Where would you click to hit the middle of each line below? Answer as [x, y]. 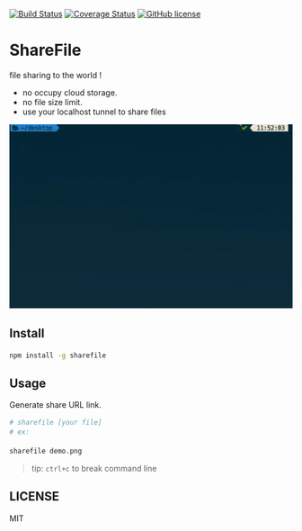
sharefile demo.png [46, 451]
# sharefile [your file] [56, 423]
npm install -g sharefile [58, 355]
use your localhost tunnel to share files [94, 112]
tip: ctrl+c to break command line [94, 468]
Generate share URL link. [55, 405]
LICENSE [35, 496]
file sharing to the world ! [55, 75]
